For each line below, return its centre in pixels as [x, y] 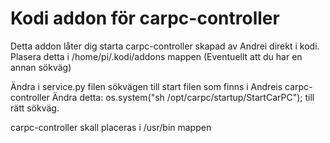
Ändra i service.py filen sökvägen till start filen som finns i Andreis [146, 86]
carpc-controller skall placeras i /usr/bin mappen [111, 127]
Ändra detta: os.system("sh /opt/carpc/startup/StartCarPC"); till [183, 97]
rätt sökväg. [35, 108]
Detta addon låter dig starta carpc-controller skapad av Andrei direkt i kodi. [165, 46]
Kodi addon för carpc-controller [145, 18]
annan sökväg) [41, 67]
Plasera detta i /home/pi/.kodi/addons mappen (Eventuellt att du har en [156, 56]
